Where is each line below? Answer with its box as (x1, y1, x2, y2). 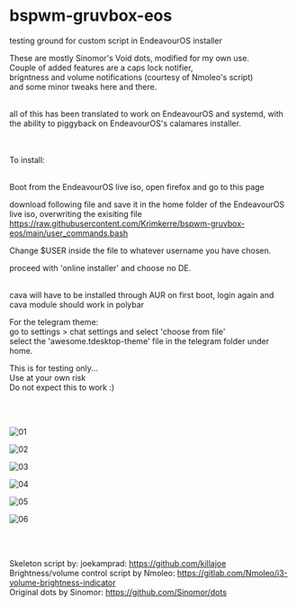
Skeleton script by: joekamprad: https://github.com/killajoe (9, 557, 227, 568)
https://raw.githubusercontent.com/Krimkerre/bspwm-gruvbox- (9, 218, 246, 229)
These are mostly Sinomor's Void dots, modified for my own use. (9, 52, 250, 63)
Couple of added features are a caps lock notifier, (9, 62, 193, 73)
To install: (9, 154, 45, 165)
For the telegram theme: (9, 316, 99, 327)
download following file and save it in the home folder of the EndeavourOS (9, 199, 285, 210)
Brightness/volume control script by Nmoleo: (9, 567, 175, 578)
